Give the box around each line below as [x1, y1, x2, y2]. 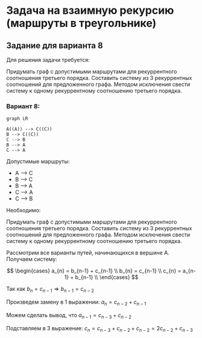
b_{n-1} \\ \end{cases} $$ [75, 274, 139, 281]
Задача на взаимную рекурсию [6, 4, 174, 17]
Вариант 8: [6, 102, 40, 110]
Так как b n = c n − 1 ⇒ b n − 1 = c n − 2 [6, 285, 95, 294]
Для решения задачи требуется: [6, 57, 90, 63]
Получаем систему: [6, 256, 57, 263]
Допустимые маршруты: [6, 158, 70, 165]
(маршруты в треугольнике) [6, 16, 157, 30]
